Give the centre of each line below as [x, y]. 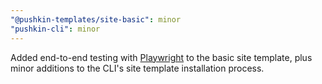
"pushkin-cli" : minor [55, 29]
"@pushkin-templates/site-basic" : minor [96, 19]
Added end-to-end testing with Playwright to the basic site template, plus [161, 57]
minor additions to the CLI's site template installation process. [137, 68]
